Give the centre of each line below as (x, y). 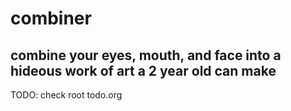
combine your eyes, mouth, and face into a (146, 55)
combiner (51, 18)
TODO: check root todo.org (66, 95)
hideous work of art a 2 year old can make (143, 70)
